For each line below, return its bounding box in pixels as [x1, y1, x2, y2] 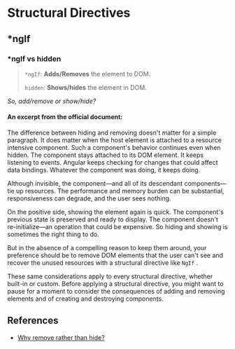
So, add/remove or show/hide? [7, 97, 97, 105]
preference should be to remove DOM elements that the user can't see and [7, 251, 224, 260]
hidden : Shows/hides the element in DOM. [24, 83, 147, 92]
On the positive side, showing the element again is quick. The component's [7, 208, 224, 217]
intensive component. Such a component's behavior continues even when [7, 144, 221, 152]
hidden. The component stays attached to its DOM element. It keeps [7, 151, 204, 159]
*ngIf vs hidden [7, 54, 62, 64]
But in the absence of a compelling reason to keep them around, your [7, 244, 207, 252]
